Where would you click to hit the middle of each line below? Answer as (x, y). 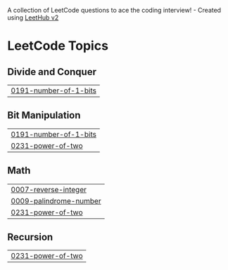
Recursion (30, 237)
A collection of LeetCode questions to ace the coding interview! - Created (114, 10)
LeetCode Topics (58, 46)
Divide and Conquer (52, 72)
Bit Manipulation (44, 115)
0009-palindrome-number (56, 201)
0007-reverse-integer (49, 189)
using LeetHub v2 (33, 18)
